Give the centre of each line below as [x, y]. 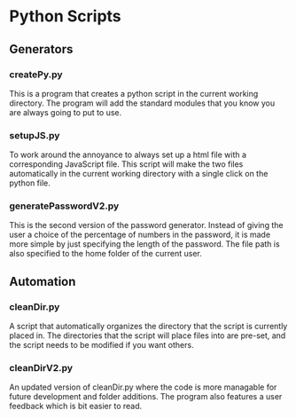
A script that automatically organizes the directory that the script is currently [148, 327]
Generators [41, 49]
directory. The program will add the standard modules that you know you [142, 103]
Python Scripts [65, 16]
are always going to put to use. [66, 112]
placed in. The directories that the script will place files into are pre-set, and [148, 335]
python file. [30, 183]
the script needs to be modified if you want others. [101, 345]
